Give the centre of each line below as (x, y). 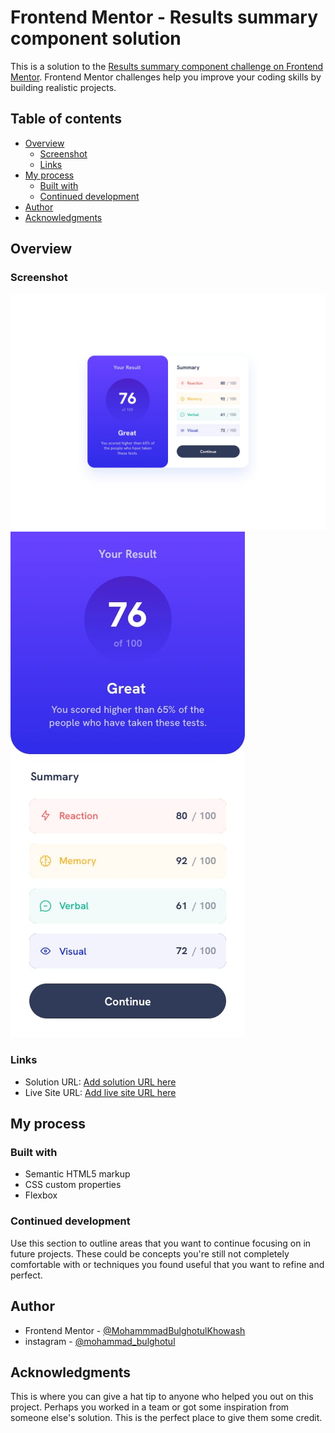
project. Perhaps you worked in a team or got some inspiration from (150, 1407)
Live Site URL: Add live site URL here (100, 1092)
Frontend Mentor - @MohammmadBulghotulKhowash (135, 1330)
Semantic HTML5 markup (77, 1174)
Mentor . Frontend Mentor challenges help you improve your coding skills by (166, 77)
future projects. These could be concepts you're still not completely (150, 1253)
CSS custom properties (73, 1185)
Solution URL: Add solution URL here (100, 1082)
